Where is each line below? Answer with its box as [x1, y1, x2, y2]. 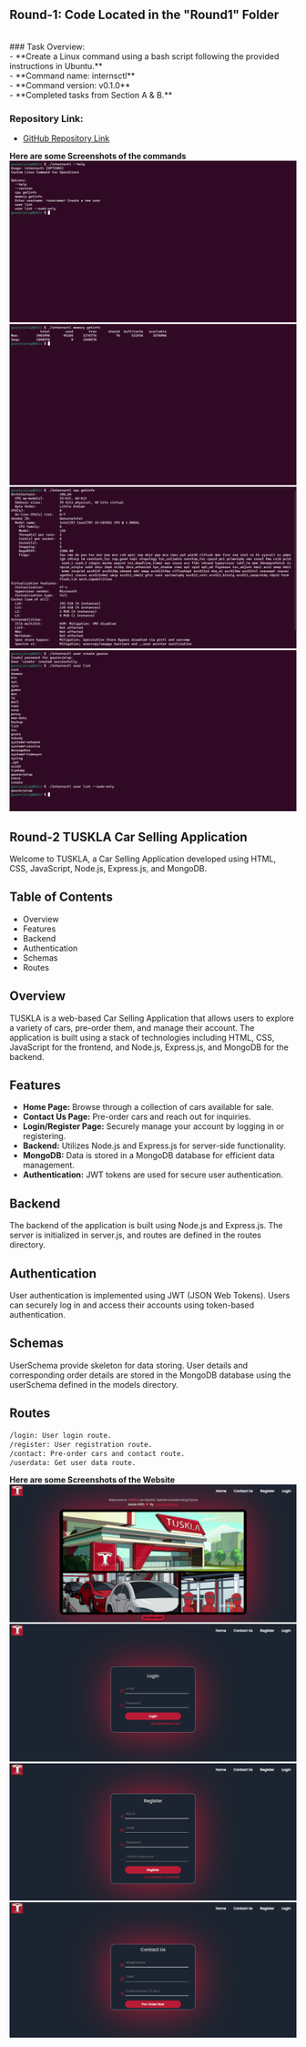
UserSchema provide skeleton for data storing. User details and [9, 1360, 249, 1370]
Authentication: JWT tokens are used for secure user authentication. [22, 1169, 284, 1180]
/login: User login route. [9, 1431, 112, 1440]
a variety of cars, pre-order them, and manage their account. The [9, 1022, 255, 1033]
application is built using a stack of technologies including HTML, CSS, [9, 1032, 275, 1043]
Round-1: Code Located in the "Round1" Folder [9, 7, 280, 23]
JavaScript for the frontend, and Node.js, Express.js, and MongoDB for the [9, 1042, 289, 1053]
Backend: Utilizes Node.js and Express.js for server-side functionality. [22, 1140, 287, 1151]
